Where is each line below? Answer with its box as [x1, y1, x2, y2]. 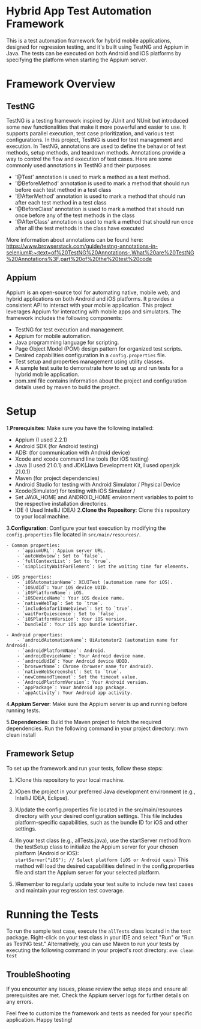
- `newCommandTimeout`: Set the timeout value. [17, 674, 138, 680]
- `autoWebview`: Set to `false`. [17, 553, 103, 559]
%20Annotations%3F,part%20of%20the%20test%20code [6, 255, 152, 262]
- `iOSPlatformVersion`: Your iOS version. [17, 616, 128, 622]
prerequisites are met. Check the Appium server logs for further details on [6, 992, 190, 999]
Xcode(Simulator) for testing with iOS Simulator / [14, 487, 136, 494]
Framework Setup [6, 749, 74, 759]
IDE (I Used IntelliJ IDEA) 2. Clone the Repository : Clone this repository [14, 506, 190, 514]
